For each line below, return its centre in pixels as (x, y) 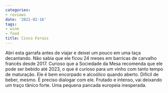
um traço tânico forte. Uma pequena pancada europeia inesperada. (76, 85)
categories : (18, 10)
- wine (12, 29)
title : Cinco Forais (27, 39)
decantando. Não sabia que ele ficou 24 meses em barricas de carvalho (81, 58)
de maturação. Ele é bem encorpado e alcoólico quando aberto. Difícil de (82, 74)
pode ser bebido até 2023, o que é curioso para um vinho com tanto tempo (84, 69)
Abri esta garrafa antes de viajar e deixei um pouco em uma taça (73, 53)
